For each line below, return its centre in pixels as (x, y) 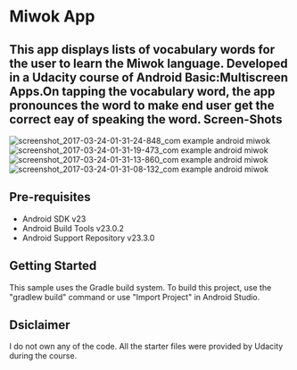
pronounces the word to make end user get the (142, 105)
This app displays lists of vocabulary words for (142, 50)
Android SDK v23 (54, 219)
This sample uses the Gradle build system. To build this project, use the (140, 287)
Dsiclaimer (40, 325)
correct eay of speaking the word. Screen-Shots (146, 119)
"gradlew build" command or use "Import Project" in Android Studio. (135, 297)
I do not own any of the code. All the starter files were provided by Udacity (146, 347)
